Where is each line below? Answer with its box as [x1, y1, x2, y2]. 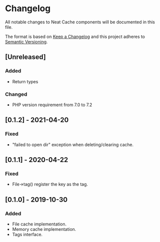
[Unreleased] [5, 53, 46, 61]
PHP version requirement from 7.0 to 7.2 [12, 102, 93, 108]
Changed [5, 91, 28, 97]
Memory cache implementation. [12, 226, 77, 232]
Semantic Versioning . [5, 38, 48, 44]
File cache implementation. [12, 221, 67, 227]
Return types [12, 78, 39, 84]
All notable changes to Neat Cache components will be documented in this [5, 19, 155, 25]
